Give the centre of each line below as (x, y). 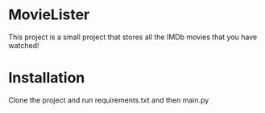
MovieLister (49, 15)
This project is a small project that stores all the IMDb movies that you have (133, 37)
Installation (47, 78)
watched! (24, 45)
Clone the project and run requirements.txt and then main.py (109, 100)
